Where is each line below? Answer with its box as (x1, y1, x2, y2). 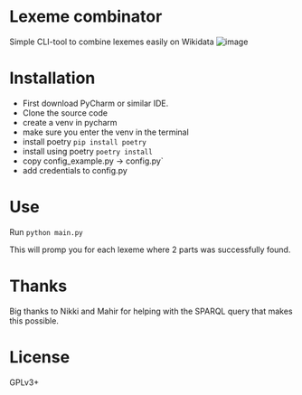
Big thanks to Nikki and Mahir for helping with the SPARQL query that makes (9, 306, 293, 316)
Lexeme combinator (9, 6, 163, 27)
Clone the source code (22, 107, 109, 118)
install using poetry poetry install (22, 146, 154, 156)
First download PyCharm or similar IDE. (22, 98, 169, 108)
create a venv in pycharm (22, 117, 118, 127)
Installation (9, 68, 96, 89)
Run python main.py (9, 226, 83, 237)
